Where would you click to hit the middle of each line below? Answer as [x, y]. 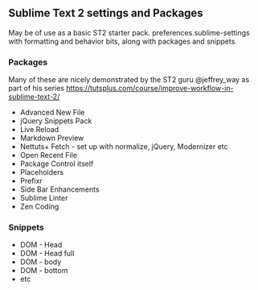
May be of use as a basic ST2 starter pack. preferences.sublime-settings [129, 32]
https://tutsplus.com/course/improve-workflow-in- [150, 89]
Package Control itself [57, 164]
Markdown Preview [52, 138]
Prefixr [31, 181]
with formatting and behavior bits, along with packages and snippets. [123, 41]
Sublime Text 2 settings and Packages [106, 13]
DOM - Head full [47, 254]
